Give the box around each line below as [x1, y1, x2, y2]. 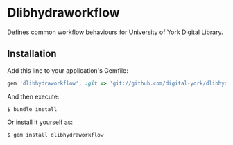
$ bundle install [7, 105, 58, 112]
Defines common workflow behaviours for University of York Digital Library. [7, 28, 223, 36]
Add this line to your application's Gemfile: [7, 66, 128, 74]
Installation [7, 48, 57, 60]
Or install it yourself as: [7, 118, 73, 126]
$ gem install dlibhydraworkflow [7, 131, 104, 138]
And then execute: [7, 92, 60, 101]
